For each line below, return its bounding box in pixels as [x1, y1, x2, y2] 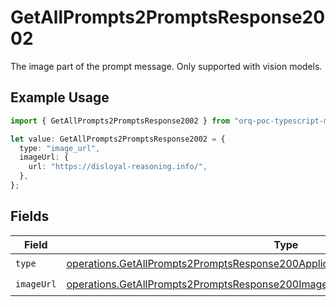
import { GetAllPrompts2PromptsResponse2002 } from [10, 116, 230, 126]
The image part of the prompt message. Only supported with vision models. [10, 60, 323, 72]
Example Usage [10, 89, 110, 106]
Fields [10, 208, 50, 225]
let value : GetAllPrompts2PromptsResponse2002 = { [10, 134, 226, 144]
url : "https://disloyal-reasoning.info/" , [28, 162, 208, 172]
